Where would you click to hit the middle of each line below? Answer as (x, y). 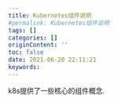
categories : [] (33, 38)
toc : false (26, 52)
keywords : (24, 67)
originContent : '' (38, 45)
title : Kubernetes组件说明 (50, 15)
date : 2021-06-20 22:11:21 (52, 60)
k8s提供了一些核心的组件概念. (56, 90)
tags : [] (22, 30)
